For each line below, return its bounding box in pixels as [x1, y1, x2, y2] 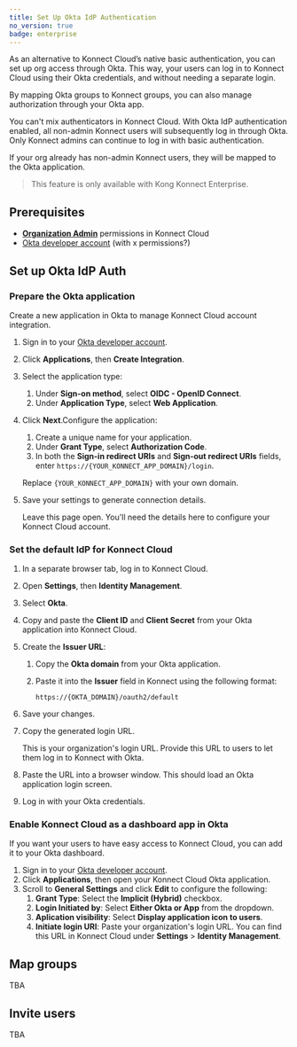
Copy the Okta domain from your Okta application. [35, 659, 222, 669]
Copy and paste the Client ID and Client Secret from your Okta [21, 615, 253, 626]
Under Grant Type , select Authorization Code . [35, 441, 207, 452]
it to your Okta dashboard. [9, 848, 105, 858]
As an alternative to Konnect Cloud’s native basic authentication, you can [9, 54, 276, 65]
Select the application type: [21, 371, 122, 381]
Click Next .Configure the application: [21, 414, 158, 426]
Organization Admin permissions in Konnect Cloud [21, 228, 210, 239]
